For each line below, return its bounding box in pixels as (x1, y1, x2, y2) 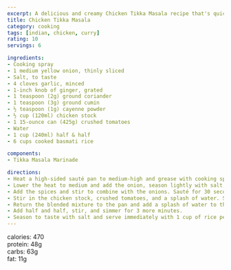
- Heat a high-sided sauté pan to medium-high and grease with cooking (7, 176, 217, 183)
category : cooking (7, 23, 60, 30)
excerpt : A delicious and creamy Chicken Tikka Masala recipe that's (7, 10, 211, 17)
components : (7, 150, 41, 157)
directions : (7, 169, 41, 176)
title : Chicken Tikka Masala (7, 17, 91, 23)
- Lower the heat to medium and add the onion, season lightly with (7, 182, 208, 189)
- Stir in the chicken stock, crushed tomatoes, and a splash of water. (7, 194, 220, 202)
